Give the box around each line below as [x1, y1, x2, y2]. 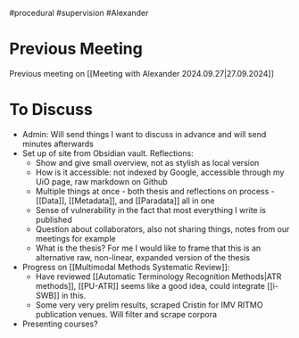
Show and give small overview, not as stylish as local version [35, 157, 260, 168]
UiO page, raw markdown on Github [35, 176, 168, 186]
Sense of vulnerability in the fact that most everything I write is [35, 204, 266, 215]
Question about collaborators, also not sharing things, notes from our [35, 223, 290, 235]
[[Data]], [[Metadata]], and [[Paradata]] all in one [35, 195, 216, 206]
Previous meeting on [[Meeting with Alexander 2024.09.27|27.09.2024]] [9, 68, 275, 78]
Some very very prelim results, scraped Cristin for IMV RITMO [35, 299, 263, 310]
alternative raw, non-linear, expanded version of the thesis [35, 251, 251, 262]
